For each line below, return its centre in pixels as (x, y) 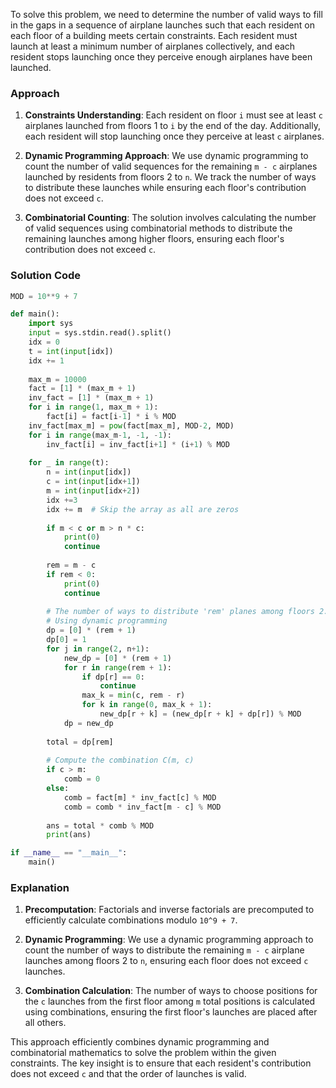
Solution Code (46, 276)
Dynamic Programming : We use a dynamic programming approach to (169, 940)
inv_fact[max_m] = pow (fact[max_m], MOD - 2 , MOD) (131, 425)
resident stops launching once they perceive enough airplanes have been (161, 57)
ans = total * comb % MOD (100, 825)
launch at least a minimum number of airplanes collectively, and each (153, 46)
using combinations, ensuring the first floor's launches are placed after (171, 1012)
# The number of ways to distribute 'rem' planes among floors (180, 612)
